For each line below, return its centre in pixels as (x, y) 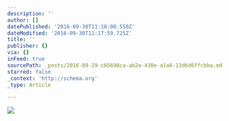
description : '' (31, 14)
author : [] (23, 20)
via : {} (18, 53)
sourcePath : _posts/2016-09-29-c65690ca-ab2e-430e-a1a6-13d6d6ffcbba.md (115, 65)
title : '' (22, 40)
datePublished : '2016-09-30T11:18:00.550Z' (71, 26)
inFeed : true (26, 59)
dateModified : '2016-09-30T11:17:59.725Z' (70, 33)
